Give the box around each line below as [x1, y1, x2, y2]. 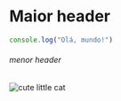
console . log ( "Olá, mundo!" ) [9, 35, 114, 44]
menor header [9, 55, 62, 66]
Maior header [9, 6, 111, 27]
